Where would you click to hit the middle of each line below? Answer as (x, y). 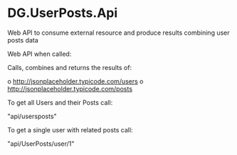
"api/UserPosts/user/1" (41, 144)
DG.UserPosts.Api (63, 13)
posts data (23, 40)
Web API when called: (39, 54)
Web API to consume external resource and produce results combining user (118, 33)
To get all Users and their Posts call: (60, 102)
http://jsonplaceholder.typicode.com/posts (70, 88)
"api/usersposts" (32, 116)
